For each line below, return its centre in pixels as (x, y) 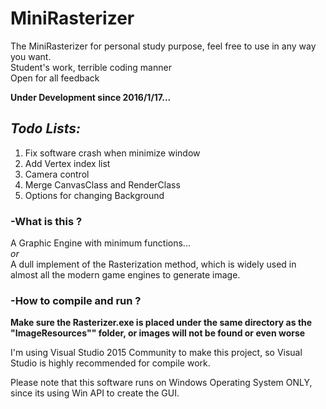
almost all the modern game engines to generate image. (125, 275)
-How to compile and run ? (76, 300)
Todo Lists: (46, 128)
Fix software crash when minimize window (112, 153)
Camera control (57, 174)
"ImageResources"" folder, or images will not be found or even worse (158, 333)
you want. (31, 56)
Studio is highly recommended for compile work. (110, 363)
